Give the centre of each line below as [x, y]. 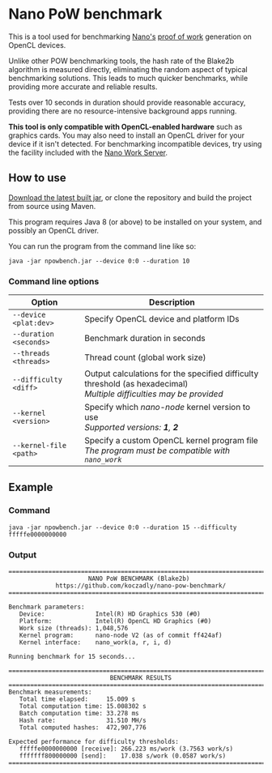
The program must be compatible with [157, 451]
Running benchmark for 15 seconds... [72, 657]
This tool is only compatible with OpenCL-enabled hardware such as [125, 126]
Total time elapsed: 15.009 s [77, 699]
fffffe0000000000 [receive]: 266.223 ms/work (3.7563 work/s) [126, 749]
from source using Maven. [52, 206]
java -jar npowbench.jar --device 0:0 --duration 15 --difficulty [123, 527]
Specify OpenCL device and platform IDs [162, 319]
